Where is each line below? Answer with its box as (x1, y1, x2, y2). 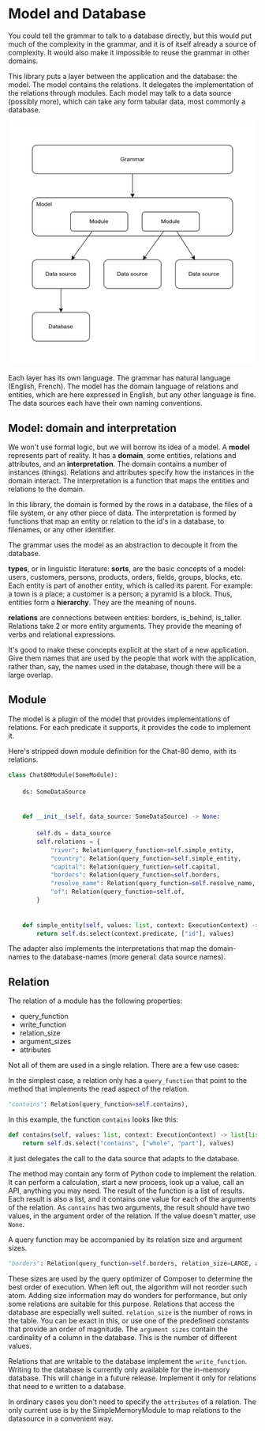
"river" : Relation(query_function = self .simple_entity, (50, 846, 235, 854)
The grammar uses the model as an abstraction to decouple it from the (8, 540, 238, 550)
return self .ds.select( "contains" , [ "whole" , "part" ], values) (22, 1139, 235, 1147)
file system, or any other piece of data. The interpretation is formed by (8, 508, 237, 518)
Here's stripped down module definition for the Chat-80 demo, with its (8, 746, 237, 755)
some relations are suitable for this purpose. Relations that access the (8, 1299, 235, 1308)
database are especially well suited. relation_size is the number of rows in (8, 1307, 253, 1317)
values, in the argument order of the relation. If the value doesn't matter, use (8, 1211, 256, 1221)
